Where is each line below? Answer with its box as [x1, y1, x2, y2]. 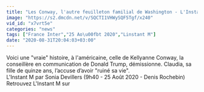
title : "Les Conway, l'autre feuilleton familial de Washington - [6, 9, 178, 15]
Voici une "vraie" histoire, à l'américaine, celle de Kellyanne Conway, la [6, 54, 184, 61]
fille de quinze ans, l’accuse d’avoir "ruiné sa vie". [6, 67, 130, 74]
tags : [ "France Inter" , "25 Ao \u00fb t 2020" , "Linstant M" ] [6, 32, 156, 38]
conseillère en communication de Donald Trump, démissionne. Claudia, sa [6, 60, 192, 68]
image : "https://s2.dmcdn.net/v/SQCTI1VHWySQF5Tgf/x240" [6, 15, 154, 21]
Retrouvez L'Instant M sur [6, 80, 70, 87]
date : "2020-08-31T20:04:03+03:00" [6, 37, 97, 43]
